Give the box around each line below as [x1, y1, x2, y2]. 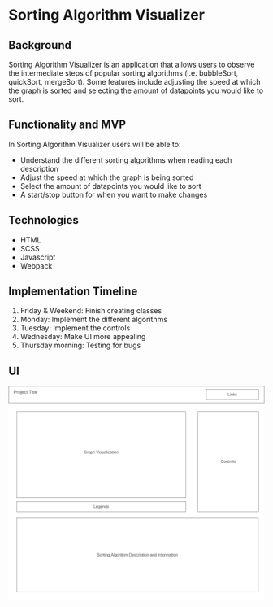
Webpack [19, 260, 53, 270]
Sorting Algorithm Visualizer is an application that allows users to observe [8, 59, 255, 69]
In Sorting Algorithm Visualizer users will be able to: [8, 139, 181, 149]
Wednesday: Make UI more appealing [19, 332, 146, 342]
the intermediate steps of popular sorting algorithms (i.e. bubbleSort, [8, 68, 239, 78]
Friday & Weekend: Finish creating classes [19, 306, 162, 316]
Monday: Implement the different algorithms [19, 315, 168, 325]
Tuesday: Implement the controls [19, 323, 131, 333]
